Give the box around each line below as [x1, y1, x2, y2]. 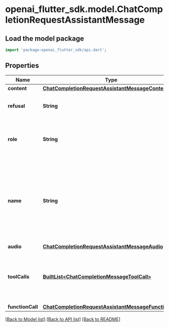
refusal [8, 102, 25, 109]
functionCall [8, 303, 38, 310]
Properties [5, 61, 39, 70]
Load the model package [5, 34, 84, 43]
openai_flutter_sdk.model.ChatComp [5, 4, 163, 15]
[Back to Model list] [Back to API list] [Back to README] [5, 316, 121, 322]
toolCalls [8, 273, 30, 280]
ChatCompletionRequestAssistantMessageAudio [42, 243, 163, 250]
